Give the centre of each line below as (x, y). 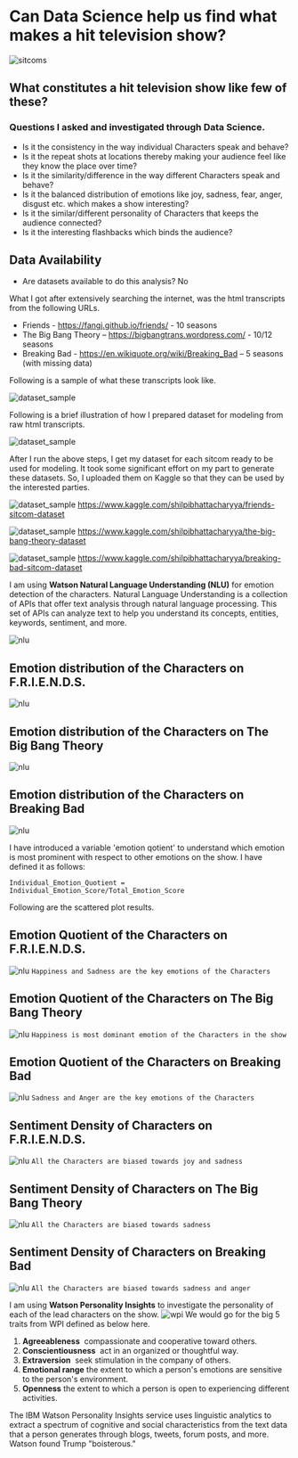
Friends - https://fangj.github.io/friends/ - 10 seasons (120, 325)
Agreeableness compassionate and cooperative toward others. (140, 1341)
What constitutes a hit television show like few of (148, 88)
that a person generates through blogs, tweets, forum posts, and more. (139, 1434)
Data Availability (56, 260)
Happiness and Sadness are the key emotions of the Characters (151, 971)
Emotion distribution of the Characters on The (139, 731)
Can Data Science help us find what (143, 16)
